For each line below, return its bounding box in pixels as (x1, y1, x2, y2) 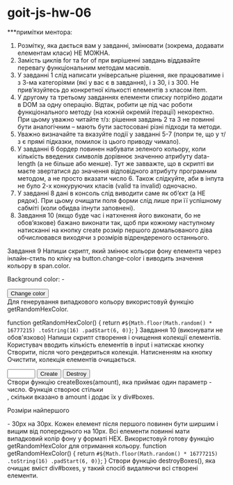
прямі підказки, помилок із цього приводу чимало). (27, 137, 181, 145)
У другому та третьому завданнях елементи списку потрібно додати (17, 92, 223, 101)
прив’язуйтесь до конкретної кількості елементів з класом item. (17, 85, 208, 94)
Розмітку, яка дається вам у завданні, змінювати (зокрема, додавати (17, 41, 224, 49)
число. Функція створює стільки (7, 385, 104, 393)
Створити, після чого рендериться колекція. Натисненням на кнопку (7, 347, 213, 356)
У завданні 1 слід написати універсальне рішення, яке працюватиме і (17, 71, 224, 79)
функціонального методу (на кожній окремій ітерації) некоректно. (17, 108, 214, 116)
